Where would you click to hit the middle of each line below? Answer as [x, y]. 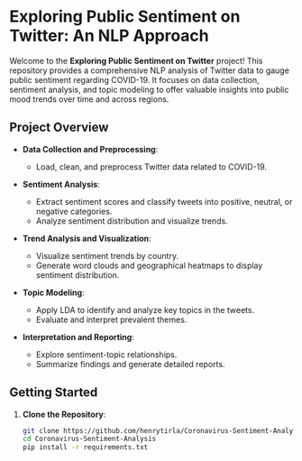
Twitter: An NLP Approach [109, 36]
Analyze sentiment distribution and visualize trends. [132, 221]
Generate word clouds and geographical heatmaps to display [149, 265]
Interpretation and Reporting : [78, 337]
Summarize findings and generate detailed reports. [130, 364]
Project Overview [59, 128]
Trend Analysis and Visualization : [87, 238]
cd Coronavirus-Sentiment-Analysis [89, 439]
